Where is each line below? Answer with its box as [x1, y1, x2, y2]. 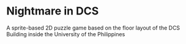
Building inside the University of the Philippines [6, 30, 125, 37]
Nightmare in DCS [6, 4, 99, 18]
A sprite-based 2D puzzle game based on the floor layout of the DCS [6, 24, 180, 31]
